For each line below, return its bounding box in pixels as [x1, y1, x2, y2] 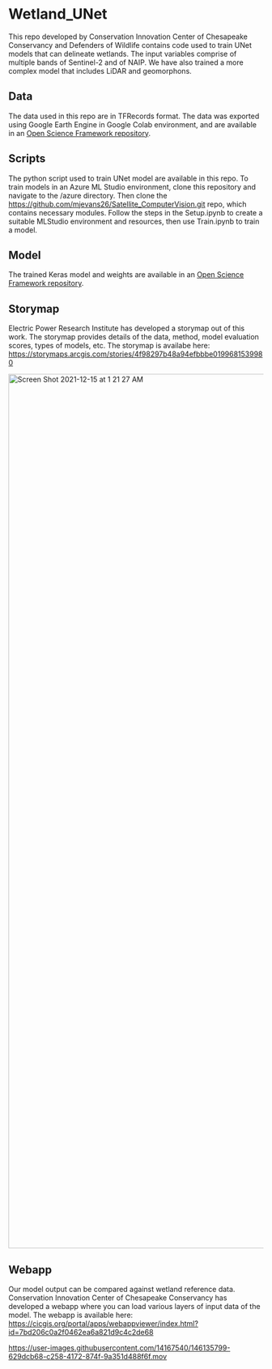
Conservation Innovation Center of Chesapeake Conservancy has [8, 1293, 227, 1303]
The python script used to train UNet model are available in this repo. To [8, 173, 249, 183]
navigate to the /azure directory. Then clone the [8, 190, 168, 200]
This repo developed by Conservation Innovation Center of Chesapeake [8, 32, 249, 41]
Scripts [8, 151, 46, 166]
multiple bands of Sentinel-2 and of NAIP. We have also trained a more [8, 58, 244, 67]
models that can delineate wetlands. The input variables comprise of [8, 49, 237, 58]
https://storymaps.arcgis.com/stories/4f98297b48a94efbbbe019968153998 [8, 349, 263, 359]
